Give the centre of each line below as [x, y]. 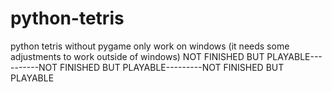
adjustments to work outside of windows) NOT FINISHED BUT [137, 56]
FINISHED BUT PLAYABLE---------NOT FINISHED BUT [172, 67]
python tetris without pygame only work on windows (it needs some [150, 46]
